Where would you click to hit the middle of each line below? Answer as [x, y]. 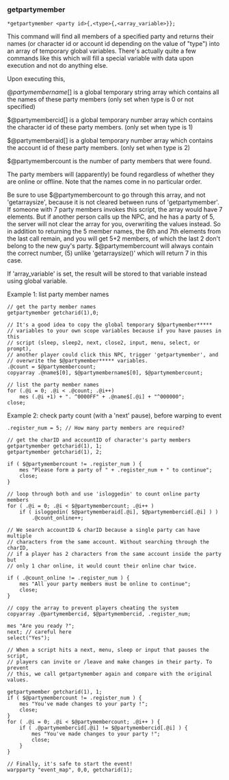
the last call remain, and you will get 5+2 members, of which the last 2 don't [114, 239]
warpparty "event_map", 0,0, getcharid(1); [70, 770]
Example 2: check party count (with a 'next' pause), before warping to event [114, 415]
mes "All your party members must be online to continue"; [105, 584]
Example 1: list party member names [58, 294]
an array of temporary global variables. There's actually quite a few [102, 51]
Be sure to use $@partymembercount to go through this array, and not [106, 195]
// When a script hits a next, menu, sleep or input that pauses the [108, 650]
